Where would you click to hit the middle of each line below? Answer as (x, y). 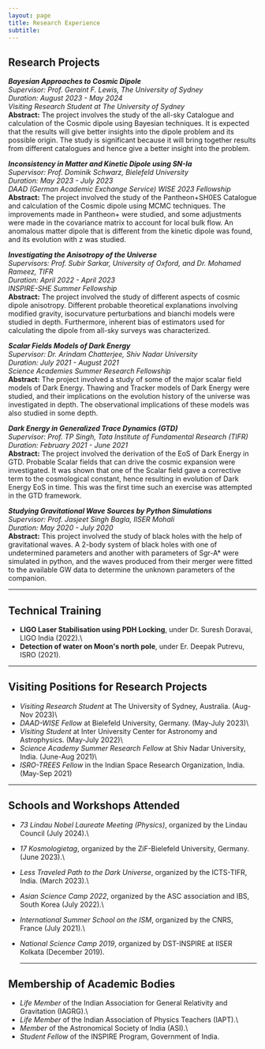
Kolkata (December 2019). (62, 952)
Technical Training (55, 610)
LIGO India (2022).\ (51, 638)
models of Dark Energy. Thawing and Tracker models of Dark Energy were (129, 388)
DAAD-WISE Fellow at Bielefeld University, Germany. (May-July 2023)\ (134, 723)
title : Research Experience (54, 23)
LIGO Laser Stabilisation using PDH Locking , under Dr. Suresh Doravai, (136, 629)
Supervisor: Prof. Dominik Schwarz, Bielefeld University (99, 172)
